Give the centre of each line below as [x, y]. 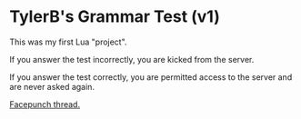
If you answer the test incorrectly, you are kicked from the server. [132, 59]
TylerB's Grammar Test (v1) [115, 17]
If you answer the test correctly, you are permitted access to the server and [151, 77]
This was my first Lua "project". [68, 42]
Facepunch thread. [45, 104]
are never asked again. [52, 86]
